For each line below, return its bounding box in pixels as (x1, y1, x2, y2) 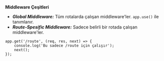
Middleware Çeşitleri (5, 4, 49, 10)
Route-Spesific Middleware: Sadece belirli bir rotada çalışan (12, 24, 138, 30)
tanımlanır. (12, 19, 34, 25)
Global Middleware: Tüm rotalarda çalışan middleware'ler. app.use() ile (12, 14, 159, 19)
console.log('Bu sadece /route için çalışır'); (14, 43, 114, 48)
